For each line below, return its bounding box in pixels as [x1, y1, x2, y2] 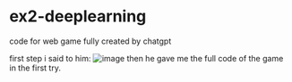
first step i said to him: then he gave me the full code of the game [9, 53, 284, 63]
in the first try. [9, 62, 61, 73]
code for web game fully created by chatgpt [9, 36, 172, 46]
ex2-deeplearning [9, 6, 147, 27]
